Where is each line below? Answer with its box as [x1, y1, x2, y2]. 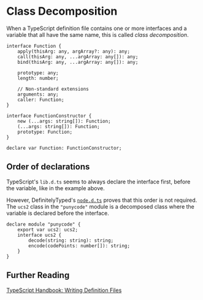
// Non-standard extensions [17, 86, 89, 92]
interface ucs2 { [17, 232, 62, 238]
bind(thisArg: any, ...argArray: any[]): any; [17, 59, 139, 65]
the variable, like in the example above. [6, 184, 105, 191]
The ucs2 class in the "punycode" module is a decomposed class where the [6, 202, 195, 210]
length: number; [17, 75, 59, 81]
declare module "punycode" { [6, 221, 81, 228]
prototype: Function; [17, 129, 72, 135]
